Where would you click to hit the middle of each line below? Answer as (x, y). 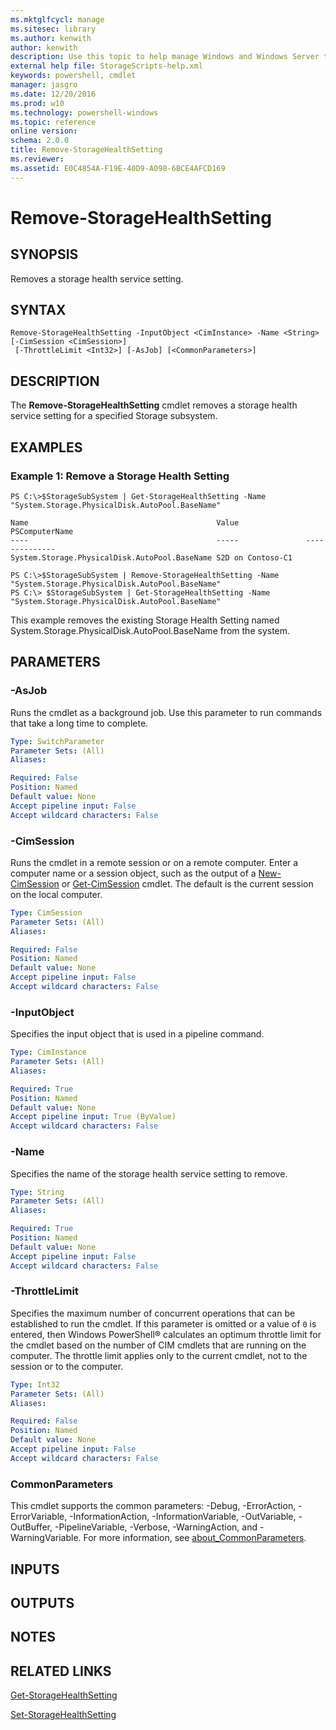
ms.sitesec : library (53, 29)
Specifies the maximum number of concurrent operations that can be (153, 1313)
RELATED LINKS (61, 1671)
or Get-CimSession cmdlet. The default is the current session (187, 883)
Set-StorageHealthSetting (63, 1715)
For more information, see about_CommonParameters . (195, 1538)
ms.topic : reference (53, 122)
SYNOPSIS (44, 254)
